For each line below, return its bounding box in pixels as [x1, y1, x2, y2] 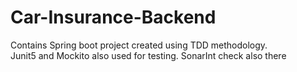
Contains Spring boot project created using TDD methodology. [10, 39, 268, 51]
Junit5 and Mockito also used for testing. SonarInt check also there [10, 49, 287, 61]
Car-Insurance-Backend [10, 6, 217, 29]
